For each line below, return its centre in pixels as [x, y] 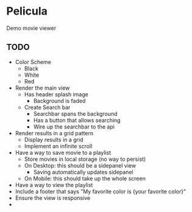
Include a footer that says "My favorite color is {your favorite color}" [101, 191]
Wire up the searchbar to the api [74, 127]
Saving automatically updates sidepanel [83, 172]
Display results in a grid [54, 140]
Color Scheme [33, 62]
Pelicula [27, 11]
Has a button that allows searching [77, 120]
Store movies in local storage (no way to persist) [85, 159]
